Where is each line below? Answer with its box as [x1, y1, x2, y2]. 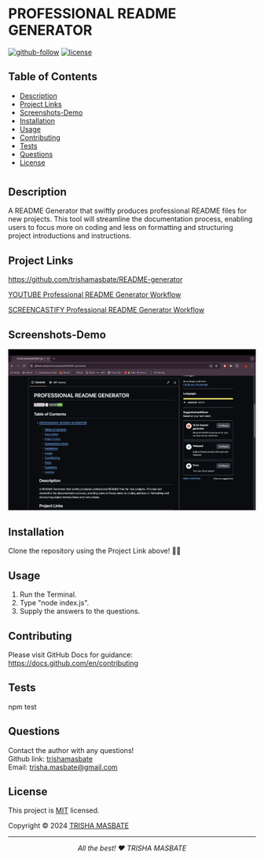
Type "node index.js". [19, 598, 90, 608]
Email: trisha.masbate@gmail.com [8, 762, 118, 772]
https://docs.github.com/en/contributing [8, 659, 139, 668]
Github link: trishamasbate [8, 754, 93, 763]
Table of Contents [8, 70, 98, 83]
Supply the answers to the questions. [19, 606, 141, 616]
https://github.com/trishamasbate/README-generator [8, 275, 183, 284]
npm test [8, 702, 37, 711]
